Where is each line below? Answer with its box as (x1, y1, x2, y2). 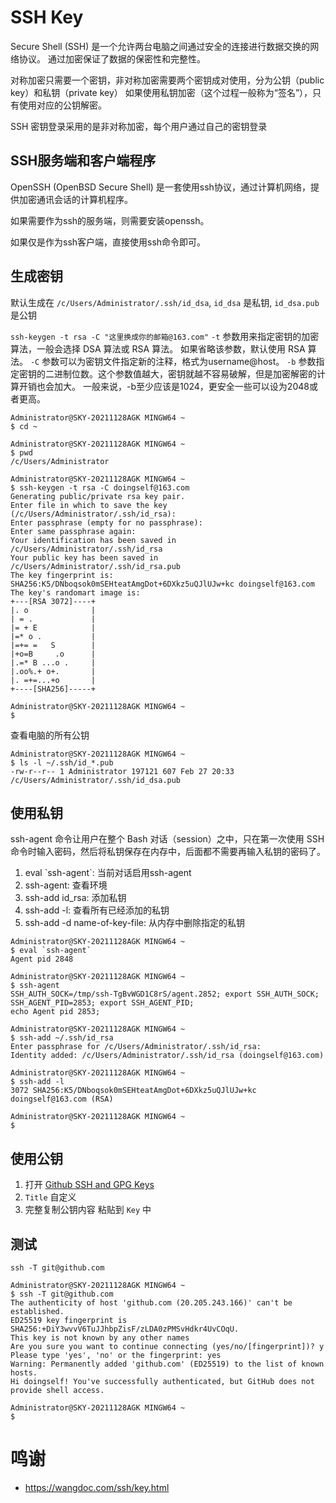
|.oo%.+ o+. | (10, 666, 97, 676)
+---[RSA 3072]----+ (10, 596, 97, 606)
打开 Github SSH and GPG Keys (24, 1179, 155, 1191)
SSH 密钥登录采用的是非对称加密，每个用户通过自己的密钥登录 (10, 120, 268, 132)
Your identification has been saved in (10, 535, 177, 545)
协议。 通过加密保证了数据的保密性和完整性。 (18, 52, 206, 65)
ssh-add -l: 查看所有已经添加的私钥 (24, 904, 170, 916)
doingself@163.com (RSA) (10, 1094, 114, 1105)
